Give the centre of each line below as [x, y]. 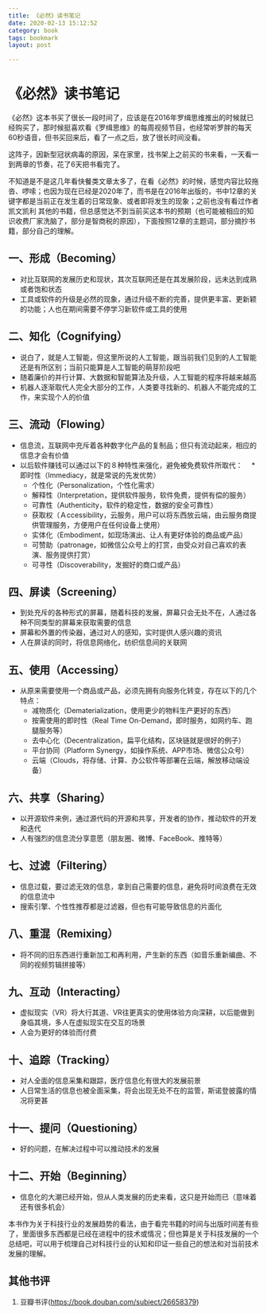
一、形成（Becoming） [65, 258]
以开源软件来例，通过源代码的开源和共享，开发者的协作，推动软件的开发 [138, 818]
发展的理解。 [29, 1254]
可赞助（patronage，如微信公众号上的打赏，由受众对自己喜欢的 [135, 544]
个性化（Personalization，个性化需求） [95, 485]
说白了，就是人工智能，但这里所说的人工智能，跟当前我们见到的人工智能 [138, 357]
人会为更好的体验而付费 [58, 1032]
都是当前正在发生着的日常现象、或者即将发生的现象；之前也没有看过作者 [140, 201]
